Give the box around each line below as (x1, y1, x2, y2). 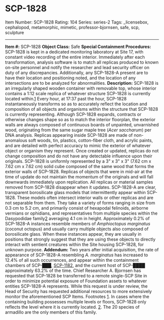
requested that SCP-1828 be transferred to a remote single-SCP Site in (5, 272, 147, 278)
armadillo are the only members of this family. (5, 309, 97, 315)
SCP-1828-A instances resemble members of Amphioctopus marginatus (5, 221, 150, 226)
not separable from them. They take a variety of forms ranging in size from (5, 199, 155, 206)
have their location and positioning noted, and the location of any (5, 74, 136, 81)
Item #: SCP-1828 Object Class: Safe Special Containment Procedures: (5, 44, 151, 49)
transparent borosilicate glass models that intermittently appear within (5, 189, 146, 195)
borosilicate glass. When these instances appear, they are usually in (5, 231, 142, 237)
